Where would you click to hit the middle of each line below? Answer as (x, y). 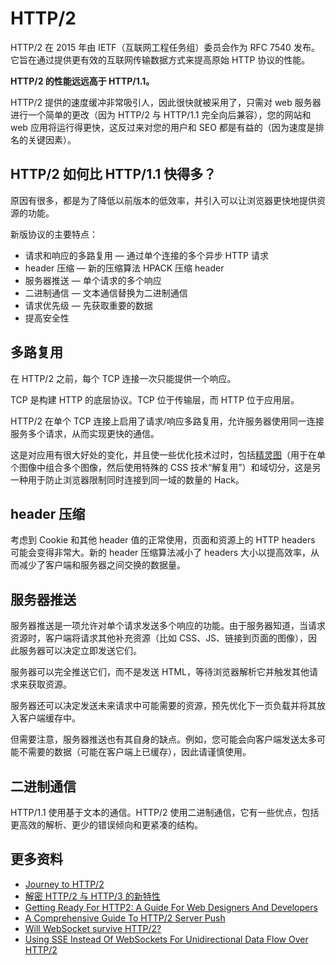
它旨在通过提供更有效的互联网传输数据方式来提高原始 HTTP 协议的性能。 (160, 59)
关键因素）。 (52, 139)
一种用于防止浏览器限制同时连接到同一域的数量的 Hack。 (127, 479)
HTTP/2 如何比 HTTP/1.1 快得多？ (113, 174)
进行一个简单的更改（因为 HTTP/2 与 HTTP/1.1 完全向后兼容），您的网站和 (161, 114)
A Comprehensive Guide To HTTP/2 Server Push (125, 918)
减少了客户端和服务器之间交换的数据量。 (102, 565)
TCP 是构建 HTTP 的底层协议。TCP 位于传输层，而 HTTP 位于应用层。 (155, 399)
